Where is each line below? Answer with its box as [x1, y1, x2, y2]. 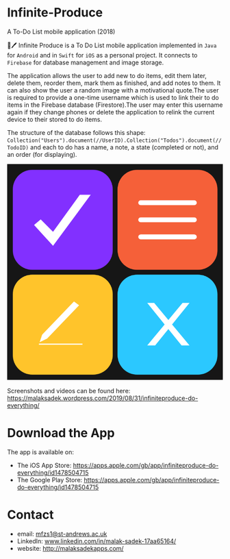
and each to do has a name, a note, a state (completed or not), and [30, 142, 219, 151]
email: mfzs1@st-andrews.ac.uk [16, 530, 107, 538]
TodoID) [7, 144, 29, 151]
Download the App [7, 425, 115, 441]
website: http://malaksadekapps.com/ [16, 544, 125, 552]
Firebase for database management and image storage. [7, 58, 164, 66]
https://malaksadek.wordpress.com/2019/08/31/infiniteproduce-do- [7, 394, 199, 402]
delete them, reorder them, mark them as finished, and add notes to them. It [7, 79, 221, 87]
